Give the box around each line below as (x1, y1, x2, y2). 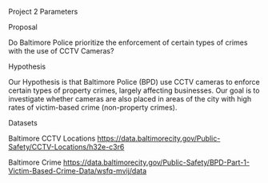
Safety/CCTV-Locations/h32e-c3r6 (8, 142, 125, 151)
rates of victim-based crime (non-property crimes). (8, 103, 178, 112)
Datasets (8, 118, 38, 127)
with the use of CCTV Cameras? (8, 46, 114, 55)
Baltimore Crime (8, 157, 62, 167)
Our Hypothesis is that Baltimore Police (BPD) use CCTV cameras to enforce (8, 78, 260, 86)
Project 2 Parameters (8, 7, 78, 16)
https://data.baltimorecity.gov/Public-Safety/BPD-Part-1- (62, 157, 250, 167)
